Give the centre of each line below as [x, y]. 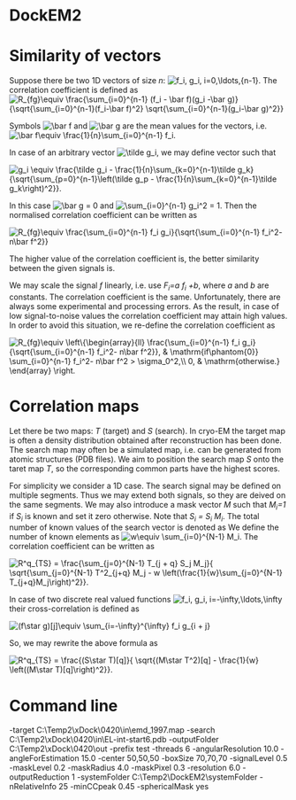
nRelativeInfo [33, 787]
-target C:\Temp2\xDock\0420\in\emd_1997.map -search [112, 730]
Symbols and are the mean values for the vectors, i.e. [138, 126]
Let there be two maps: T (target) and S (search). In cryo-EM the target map [147, 431]
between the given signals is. [62, 268]
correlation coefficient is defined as [74, 90]
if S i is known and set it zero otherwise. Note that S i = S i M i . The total [134, 517]
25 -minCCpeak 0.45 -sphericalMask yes [134, 787]
